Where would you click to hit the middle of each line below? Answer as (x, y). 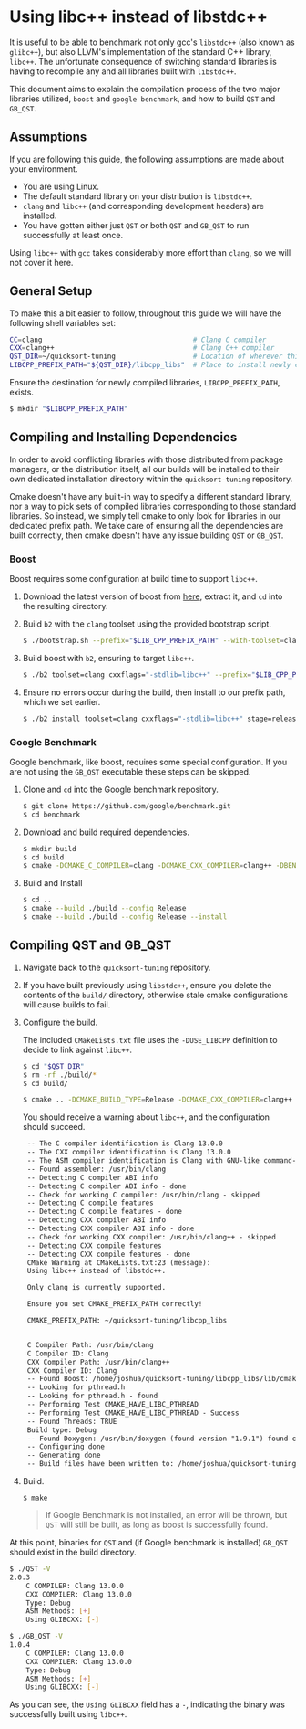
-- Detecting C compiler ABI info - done (107, 1186)
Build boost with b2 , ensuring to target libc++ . (108, 658)
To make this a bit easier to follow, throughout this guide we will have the (146, 313)
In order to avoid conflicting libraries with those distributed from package (147, 459)
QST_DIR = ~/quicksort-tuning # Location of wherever (146, 357)
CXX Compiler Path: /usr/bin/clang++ (98, 1362)
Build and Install (52, 883)
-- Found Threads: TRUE (72, 1421)
